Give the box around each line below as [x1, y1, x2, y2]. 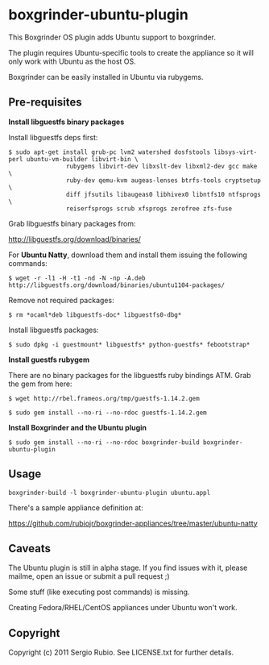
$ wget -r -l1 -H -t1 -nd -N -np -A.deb [8, 274, 147, 282]
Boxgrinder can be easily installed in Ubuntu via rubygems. [8, 72, 204, 81]
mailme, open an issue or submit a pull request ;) [8, 571, 171, 581]
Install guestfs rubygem [8, 355, 90, 364]
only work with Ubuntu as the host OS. [8, 56, 137, 66]
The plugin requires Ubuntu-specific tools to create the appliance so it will [8, 48, 254, 57]
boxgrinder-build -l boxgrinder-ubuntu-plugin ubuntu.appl [8, 488, 211, 497]
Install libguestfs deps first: [8, 132, 98, 142]
